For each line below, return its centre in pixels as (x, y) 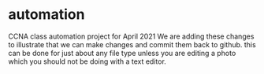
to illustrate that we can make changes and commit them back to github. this (132, 44)
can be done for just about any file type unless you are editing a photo (122, 53)
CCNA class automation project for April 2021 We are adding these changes (131, 36)
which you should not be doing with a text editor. (87, 61)
